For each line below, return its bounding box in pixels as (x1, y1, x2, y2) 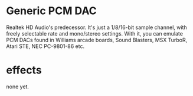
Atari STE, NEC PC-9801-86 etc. (6, 43, 84, 50)
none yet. (6, 83, 30, 90)
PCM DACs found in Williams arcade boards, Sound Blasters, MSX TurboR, (6, 36, 188, 43)
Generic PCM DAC (6, 4, 97, 18)
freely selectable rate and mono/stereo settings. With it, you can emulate (6, 30, 183, 37)
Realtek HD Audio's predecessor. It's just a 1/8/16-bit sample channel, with (6, 24, 187, 31)
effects (6, 63, 42, 77)
